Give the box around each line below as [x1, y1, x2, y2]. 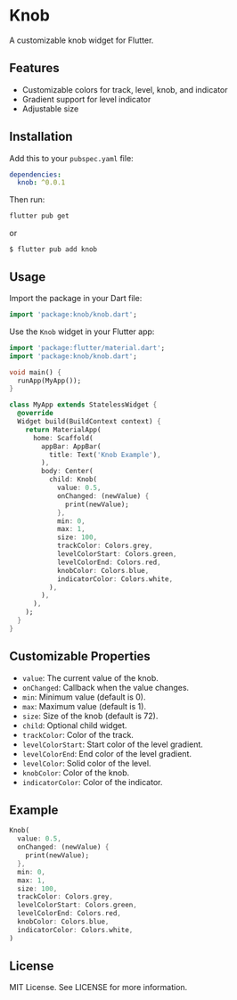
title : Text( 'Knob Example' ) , [48, 450, 162, 459]
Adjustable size [21, 103, 79, 114]
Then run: [9, 194, 45, 205]
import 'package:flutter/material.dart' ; [9, 343, 166, 352]
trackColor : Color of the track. [21, 729, 134, 740]
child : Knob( [48, 475, 98, 484]
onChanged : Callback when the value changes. [21, 682, 190, 693]
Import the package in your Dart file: [9, 293, 143, 303]
